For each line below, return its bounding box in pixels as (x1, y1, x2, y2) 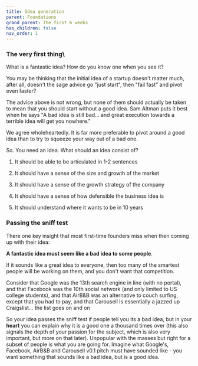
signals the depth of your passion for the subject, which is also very (6, 328, 171, 335)
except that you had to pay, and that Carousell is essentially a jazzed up (6, 298, 180, 305)
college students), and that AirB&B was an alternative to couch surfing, (6, 292, 179, 299)
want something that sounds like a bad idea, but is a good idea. (6, 353, 160, 360)
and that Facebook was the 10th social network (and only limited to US (6, 285, 177, 292)
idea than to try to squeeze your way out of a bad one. (6, 135, 138, 142)
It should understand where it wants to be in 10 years (14, 204, 143, 211)
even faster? (6, 87, 37, 94)
